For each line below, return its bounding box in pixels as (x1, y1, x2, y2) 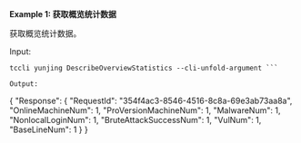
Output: (9, 80, 39, 89)
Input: (9, 46, 32, 57)
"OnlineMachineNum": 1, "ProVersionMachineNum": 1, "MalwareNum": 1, (9, 105, 281, 116)
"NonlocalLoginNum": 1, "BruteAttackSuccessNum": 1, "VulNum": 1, (9, 115, 262, 125)
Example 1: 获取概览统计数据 (9, 9, 116, 19)
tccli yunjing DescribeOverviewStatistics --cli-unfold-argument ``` (9, 63, 279, 72)
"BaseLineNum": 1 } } (9, 124, 88, 135)
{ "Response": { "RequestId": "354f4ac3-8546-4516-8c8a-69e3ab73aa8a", (9, 95, 293, 106)
